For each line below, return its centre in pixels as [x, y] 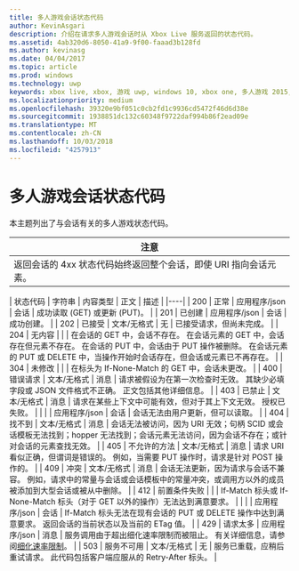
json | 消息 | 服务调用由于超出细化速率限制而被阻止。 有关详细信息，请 [149, 535]
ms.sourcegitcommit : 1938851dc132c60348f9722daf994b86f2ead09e [129, 117]
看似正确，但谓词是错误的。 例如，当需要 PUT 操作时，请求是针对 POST [141, 457]
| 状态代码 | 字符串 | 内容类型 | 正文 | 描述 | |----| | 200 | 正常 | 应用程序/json [148, 301]
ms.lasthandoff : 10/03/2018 [61, 141]
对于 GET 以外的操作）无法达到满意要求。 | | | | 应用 [176, 501]
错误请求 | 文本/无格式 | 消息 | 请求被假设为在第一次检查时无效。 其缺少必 [143, 379]
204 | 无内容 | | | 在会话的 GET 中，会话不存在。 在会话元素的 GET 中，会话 [147, 334]
